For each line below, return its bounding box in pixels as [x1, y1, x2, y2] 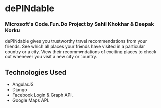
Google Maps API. [12, 97, 50, 103]
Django [12, 87, 27, 93]
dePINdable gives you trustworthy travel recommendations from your [5, 38, 147, 44]
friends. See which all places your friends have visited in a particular [5, 43, 145, 50]
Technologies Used [5, 68, 66, 77]
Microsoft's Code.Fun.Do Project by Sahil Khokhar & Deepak [5, 21, 154, 28]
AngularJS [12, 81, 34, 87]
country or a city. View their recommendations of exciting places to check [5, 49, 157, 54]
